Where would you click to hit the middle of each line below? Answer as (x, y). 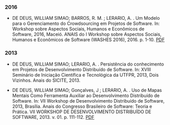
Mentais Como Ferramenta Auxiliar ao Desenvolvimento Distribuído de (86, 96)
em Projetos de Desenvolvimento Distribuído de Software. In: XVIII (81, 69)
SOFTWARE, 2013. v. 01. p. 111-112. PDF (53, 117)
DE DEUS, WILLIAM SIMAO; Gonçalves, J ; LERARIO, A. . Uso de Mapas (87, 90)
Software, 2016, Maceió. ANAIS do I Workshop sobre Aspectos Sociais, (87, 35)
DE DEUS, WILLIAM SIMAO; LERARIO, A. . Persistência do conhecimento (88, 64)
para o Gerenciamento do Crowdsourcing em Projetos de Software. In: (86, 23)
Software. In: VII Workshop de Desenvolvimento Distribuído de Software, (88, 101)
